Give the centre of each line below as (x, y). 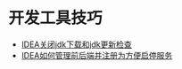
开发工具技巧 (56, 18)
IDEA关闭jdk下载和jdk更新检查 (77, 44)
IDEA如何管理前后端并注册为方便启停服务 (97, 55)
